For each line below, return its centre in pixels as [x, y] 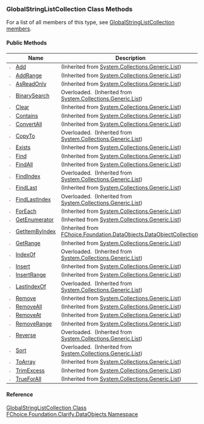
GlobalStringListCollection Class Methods [70, 9]
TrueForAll [28, 378]
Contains [27, 116]
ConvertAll [29, 124]
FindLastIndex [33, 199]
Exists [23, 147]
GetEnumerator [35, 220]
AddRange [29, 75]
